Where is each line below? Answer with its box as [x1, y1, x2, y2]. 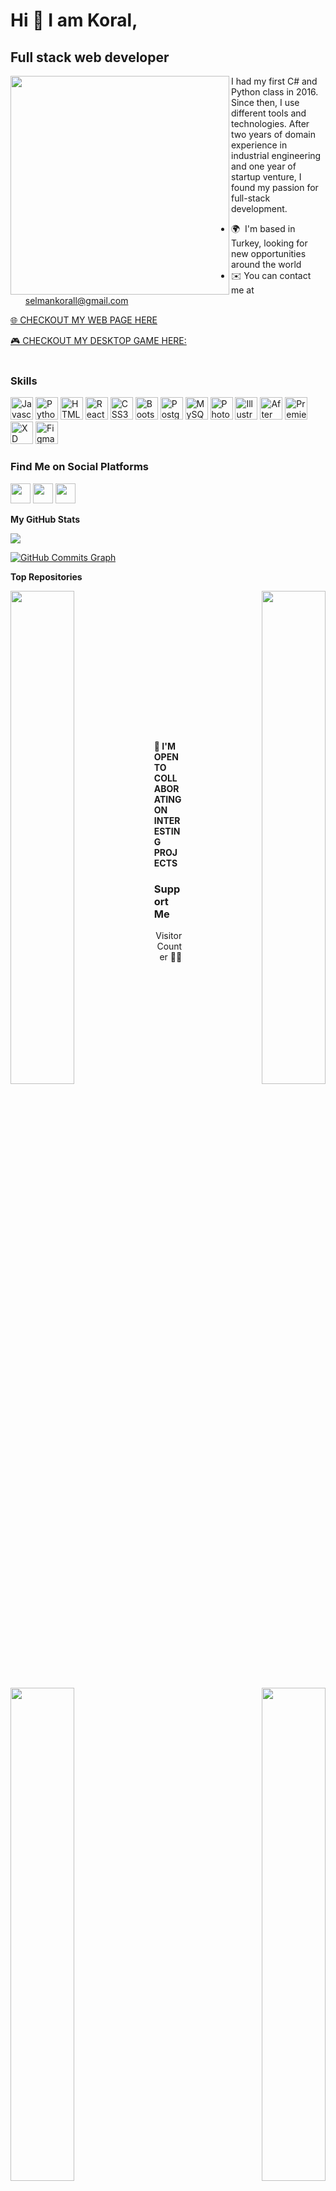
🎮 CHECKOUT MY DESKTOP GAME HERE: [10, 335, 187, 346]
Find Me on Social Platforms [10, 460, 150, 474]
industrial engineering [231, 150, 322, 161]
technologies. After [231, 118, 310, 129]
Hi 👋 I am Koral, [10, 9, 138, 32]
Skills [10, 374, 38, 388]
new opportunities [231, 248, 307, 259]
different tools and [231, 107, 307, 119]
